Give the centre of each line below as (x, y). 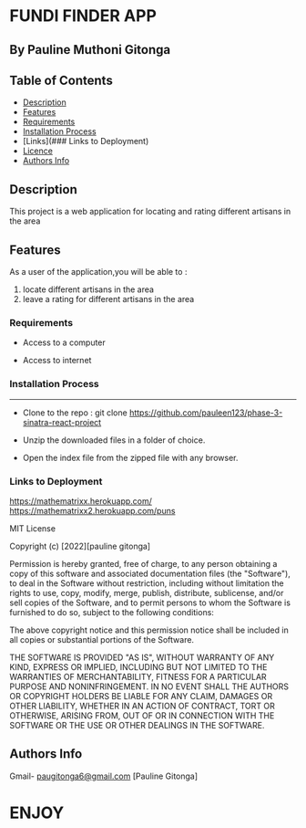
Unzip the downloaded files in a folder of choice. (114, 440)
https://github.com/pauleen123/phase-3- (206, 413)
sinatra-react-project (62, 422)
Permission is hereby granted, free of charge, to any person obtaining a (143, 563)
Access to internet (57, 361)
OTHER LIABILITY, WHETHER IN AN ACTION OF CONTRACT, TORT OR (142, 706)
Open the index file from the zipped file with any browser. (130, 457)
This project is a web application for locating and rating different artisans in (150, 212)
